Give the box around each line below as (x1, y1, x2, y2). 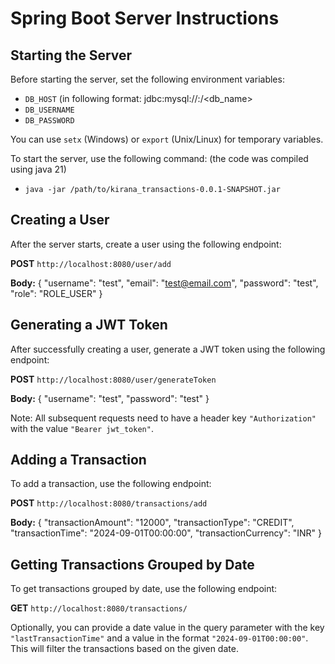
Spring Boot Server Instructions (10, 7, 280, 30)
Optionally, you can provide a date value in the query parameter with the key (10, 622, 325, 634)
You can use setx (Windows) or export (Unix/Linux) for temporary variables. (10, 133, 324, 145)
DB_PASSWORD (24, 116, 75, 126)
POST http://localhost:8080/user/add (10, 257, 172, 269)
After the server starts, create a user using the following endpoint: (10, 238, 282, 250)
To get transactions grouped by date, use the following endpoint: (10, 583, 278, 595)
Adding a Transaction (10, 452, 147, 469)
